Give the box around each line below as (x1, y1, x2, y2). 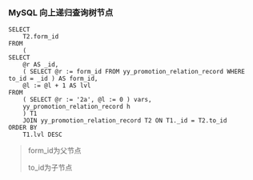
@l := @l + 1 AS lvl (22, 82, 91, 90)
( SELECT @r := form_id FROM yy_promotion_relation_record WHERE (22, 68, 246, 76)
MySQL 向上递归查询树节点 (8, 6, 114, 18)
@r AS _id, (22, 61, 59, 69)
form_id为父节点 (27, 146, 82, 155)
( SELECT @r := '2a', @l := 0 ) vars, (22, 96, 152, 104)
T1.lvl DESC (22, 130, 62, 139)
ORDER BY (8, 124, 38, 132)
